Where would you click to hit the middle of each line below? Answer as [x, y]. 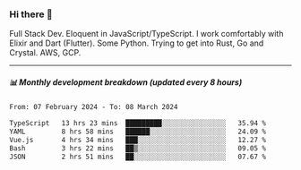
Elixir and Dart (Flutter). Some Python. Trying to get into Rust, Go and [137, 43]
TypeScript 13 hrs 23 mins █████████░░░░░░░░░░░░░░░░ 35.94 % [138, 123]
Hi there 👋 [31, 14]
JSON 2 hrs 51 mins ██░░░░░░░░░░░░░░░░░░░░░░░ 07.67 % [138, 157]
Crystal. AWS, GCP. [45, 53]
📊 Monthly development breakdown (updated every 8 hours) [126, 82]
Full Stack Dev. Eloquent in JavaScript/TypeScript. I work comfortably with [146, 34]
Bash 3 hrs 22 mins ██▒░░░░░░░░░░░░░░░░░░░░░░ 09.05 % [138, 148]
